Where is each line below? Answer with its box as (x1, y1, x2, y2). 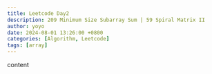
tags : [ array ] (7, 42, 48, 49)
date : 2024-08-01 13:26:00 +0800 (7, 29, 104, 36)
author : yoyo (7, 23, 45, 29)
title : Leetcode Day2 (7, 10, 70, 17)
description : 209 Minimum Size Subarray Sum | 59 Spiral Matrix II (7, 16, 206, 23)
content (7, 61, 30, 69)
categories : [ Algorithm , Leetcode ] (7, 36, 110, 42)
